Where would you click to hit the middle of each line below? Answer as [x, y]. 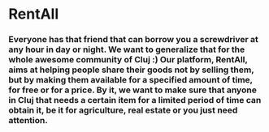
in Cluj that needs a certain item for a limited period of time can [135, 100]
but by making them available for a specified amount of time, [131, 80]
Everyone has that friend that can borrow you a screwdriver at [133, 40]
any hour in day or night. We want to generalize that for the [127, 49]
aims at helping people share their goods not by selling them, [131, 70]
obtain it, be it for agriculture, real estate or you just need [123, 110]
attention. [28, 121]
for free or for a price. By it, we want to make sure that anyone [133, 90]
